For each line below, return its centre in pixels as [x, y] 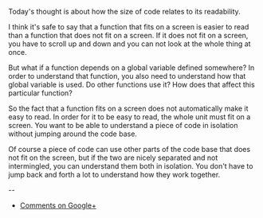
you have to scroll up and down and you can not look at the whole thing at [130, 44]
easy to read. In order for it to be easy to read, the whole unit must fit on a [130, 117]
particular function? [41, 93]
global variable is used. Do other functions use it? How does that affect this [131, 84]
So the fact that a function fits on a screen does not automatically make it [128, 108]
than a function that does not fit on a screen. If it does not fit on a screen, [128, 35]
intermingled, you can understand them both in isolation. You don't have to [131, 166]
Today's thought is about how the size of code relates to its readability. [124, 12]
